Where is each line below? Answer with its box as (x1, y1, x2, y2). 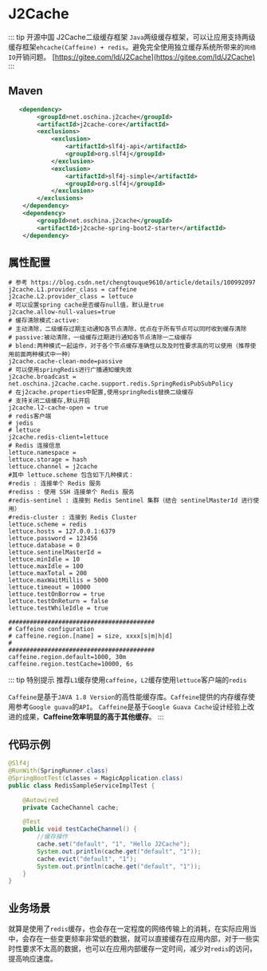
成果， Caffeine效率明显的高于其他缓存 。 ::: (22, 712, 164, 722)
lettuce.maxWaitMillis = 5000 (8, 576, 109, 585)
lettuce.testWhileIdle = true (8, 604, 109, 613)
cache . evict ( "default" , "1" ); (37, 855, 137, 862)
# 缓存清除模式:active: (8, 317, 80, 325)
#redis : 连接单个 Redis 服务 (8, 480, 101, 487)
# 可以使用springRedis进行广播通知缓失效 (8, 366, 132, 374)
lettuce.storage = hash (8, 456, 88, 464)
